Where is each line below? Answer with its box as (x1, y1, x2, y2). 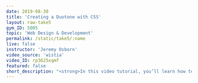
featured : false (6, 63, 46, 69)
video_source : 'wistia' (6, 52, 65, 58)
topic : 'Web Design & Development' (6, 30, 94, 36)
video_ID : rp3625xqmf (6, 57, 60, 63)
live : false (6, 41, 35, 47)
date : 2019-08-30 (6, 8, 49, 15)
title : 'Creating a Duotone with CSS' (6, 14, 101, 20)
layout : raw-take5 (6, 19, 51, 25)
